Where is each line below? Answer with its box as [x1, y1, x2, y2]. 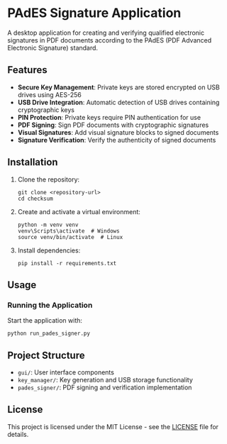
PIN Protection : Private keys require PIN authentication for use [17, 113, 201, 121]
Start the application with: [7, 316, 83, 325]
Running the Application [7, 300, 93, 310]
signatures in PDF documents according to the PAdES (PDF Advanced [7, 35, 212, 44]
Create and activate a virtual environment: [17, 207, 140, 216]
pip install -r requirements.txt [17, 260, 117, 267]
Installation [7, 156, 58, 168]
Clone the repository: [17, 175, 80, 184]
